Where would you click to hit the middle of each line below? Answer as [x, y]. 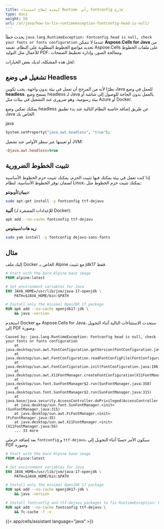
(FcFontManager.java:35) [31, 418]
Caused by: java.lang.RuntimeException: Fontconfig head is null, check [81, 337]
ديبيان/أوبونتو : [18, 192]
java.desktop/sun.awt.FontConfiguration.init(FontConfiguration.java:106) [83, 367]
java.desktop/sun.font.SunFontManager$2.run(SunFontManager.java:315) [79, 393]
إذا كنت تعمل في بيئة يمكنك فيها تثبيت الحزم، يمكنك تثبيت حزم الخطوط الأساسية [78, 177]
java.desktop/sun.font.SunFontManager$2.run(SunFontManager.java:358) [79, 384]
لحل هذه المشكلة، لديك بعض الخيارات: [40, 62]
